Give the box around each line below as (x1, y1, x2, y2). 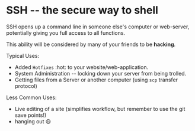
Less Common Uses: (6, 94, 57, 101)
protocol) (14, 82, 37, 89)
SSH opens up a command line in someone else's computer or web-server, (6, 23, 190, 30)
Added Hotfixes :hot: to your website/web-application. (14, 63, 149, 71)
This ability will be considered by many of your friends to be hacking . (6, 41, 176, 48)
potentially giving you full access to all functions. (6, 29, 126, 36)
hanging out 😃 (14, 117, 52, 125)
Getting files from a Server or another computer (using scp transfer (14, 76, 178, 83)
